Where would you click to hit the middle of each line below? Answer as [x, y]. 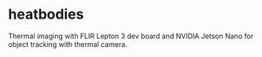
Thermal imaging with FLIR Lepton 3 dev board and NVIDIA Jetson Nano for [131, 36]
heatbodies [46, 14]
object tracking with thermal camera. [68, 44]
